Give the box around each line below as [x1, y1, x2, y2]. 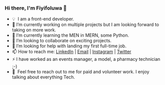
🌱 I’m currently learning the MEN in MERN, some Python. [12, 32, 129, 38]
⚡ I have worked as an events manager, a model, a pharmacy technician [12, 56, 160, 62]
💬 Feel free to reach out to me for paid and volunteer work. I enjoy [12, 69, 149, 75]
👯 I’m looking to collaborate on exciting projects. [12, 38, 112, 44]
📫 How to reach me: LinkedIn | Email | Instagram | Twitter [12, 49, 131, 55]
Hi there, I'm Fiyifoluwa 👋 [5, 5, 67, 12]
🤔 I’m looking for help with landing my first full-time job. [12, 43, 126, 49]
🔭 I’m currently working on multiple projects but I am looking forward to [12, 22, 159, 28]
